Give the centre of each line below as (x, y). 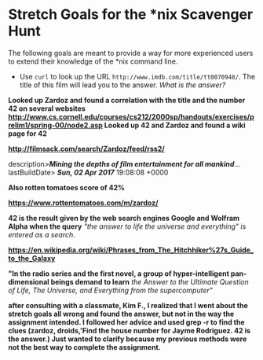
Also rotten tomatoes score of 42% (67, 187)
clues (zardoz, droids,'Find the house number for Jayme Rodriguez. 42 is (130, 330)
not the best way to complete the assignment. (84, 347)
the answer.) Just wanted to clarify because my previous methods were (128, 339)
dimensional (29, 281)
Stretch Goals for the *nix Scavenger (131, 15)
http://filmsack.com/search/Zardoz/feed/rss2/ (86, 149)
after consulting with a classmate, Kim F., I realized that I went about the (128, 305)
